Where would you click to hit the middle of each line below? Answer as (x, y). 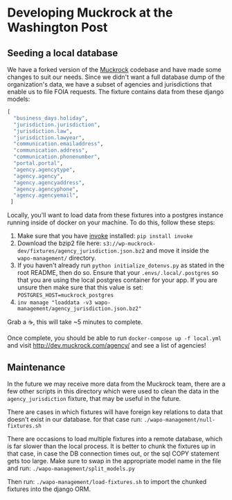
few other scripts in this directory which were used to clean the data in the (113, 391)
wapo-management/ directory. (57, 258)
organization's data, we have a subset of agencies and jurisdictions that (110, 84)
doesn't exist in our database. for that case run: (75, 419)
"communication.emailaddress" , (59, 144)
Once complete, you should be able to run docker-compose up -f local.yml (114, 338)
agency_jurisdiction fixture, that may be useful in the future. (94, 398)
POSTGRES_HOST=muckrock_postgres (65, 296)
